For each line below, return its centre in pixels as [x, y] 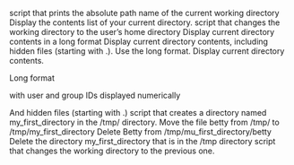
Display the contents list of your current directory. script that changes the [145, 22]
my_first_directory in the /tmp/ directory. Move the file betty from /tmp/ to [144, 122]
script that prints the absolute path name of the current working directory [144, 13]
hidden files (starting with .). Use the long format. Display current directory [147, 51]
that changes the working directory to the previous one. [112, 151]
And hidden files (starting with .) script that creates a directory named [138, 113]
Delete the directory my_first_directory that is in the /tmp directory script [143, 141]
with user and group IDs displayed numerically [95, 95]
